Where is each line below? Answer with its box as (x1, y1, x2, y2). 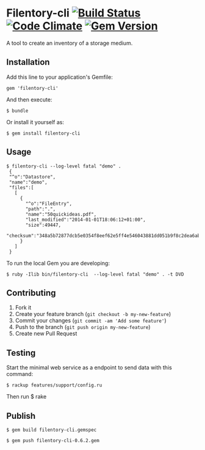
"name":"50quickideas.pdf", (25, 211, 97, 217)
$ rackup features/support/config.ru (6, 382, 103, 388)
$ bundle (6, 108, 29, 114)
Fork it (15, 304, 32, 311)
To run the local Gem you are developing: (6, 259, 110, 267)
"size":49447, (25, 222, 62, 228)
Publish (6, 410, 36, 421)
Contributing (6, 287, 56, 298)
